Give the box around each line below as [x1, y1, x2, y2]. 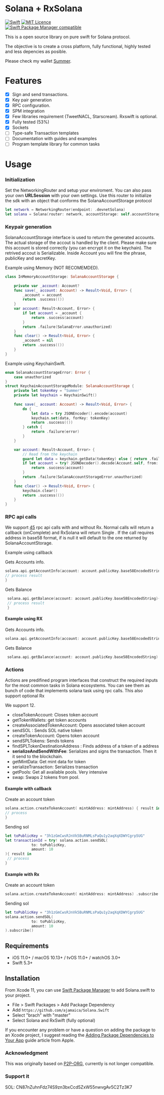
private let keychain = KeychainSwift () [14, 393, 97, 398]
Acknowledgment [5, 1049, 48, 1056]
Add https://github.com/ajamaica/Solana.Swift [12, 1007, 109, 1013]
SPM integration [12, 108, 45, 114]
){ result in [5, 852, 32, 856]
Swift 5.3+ [12, 960, 33, 966]
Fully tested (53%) [12, 119, 50, 125]
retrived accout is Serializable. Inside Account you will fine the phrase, [5, 250, 146, 256]
